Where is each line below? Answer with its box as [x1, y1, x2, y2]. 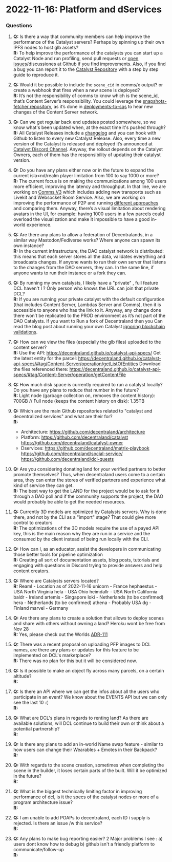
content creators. [13, 568, 50, 574]
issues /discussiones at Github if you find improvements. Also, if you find [13, 61, 166, 67]
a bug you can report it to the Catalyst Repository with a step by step [13, 66, 159, 72]
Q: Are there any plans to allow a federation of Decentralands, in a [13, 232, 153, 238]
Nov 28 [13, 626, 29, 632]
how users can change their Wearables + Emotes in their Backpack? [13, 746, 158, 753]
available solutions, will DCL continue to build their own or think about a [13, 720, 164, 726]
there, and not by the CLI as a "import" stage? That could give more [13, 514, 156, 520]
